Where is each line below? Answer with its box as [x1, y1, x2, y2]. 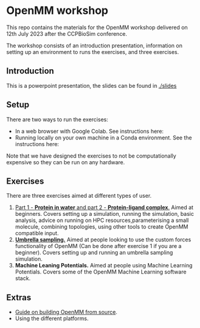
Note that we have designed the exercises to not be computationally [6, 152, 177, 159]
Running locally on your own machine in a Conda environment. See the [15, 134, 192, 141]
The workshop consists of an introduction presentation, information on [6, 42, 183, 49]
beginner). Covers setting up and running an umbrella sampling [15, 249, 173, 256]
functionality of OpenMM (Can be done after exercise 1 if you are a [15, 243, 182, 250]
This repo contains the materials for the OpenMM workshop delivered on [6, 24, 188, 31]
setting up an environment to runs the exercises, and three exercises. [6, 48, 179, 55]
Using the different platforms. [15, 315, 89, 322]
